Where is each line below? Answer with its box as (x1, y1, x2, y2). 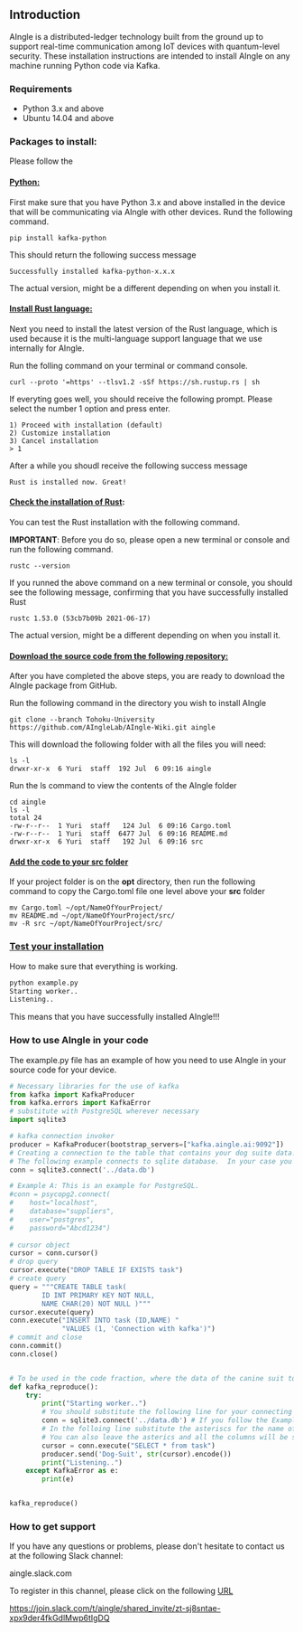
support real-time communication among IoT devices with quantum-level (9, 41, 280, 52)
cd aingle (9, 797, 47, 807)
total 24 (9, 814, 42, 823)
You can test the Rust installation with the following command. (9, 517, 241, 528)
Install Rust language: (9, 303, 93, 315)
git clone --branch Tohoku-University (9, 715, 155, 724)
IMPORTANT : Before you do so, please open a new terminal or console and (9, 534, 290, 545)
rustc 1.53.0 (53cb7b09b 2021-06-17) (9, 614, 151, 623)
